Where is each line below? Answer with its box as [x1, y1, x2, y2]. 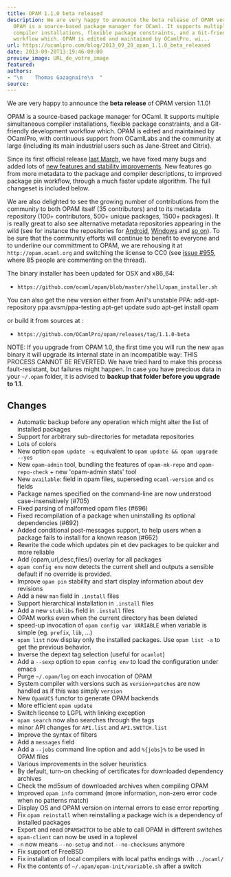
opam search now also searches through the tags [16, 716, 155, 724]
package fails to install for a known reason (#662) [16, 533, 158, 542]
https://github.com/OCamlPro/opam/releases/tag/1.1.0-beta [16, 331, 190, 338]
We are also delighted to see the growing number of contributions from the [7, 197, 219, 206]
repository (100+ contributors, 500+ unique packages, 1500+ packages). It [7, 212, 219, 221]
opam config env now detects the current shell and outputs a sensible [16, 563, 214, 571]
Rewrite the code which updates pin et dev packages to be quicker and [16, 541, 219, 549]
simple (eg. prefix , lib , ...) [16, 628, 93, 636]
